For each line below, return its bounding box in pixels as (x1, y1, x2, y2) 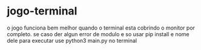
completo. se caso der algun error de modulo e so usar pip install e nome (7, 30, 189, 37)
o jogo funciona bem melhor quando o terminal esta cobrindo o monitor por (7, 24, 196, 31)
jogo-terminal (7, 4, 77, 18)
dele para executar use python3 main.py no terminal (7, 37, 137, 44)
